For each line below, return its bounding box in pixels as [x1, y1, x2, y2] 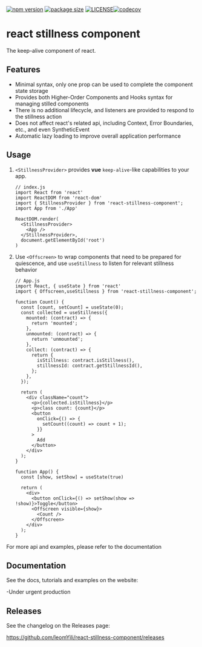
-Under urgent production [6, 588, 71, 595]
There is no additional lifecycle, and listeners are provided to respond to [15, 106, 195, 113]
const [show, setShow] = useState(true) [21, 474, 124, 480]
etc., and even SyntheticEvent [15, 126, 90, 133]
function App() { [15, 469, 59, 475]
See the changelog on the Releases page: [6, 622, 110, 629]
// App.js [15, 278, 41, 284]
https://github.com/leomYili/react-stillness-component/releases [6, 634, 165, 641]
